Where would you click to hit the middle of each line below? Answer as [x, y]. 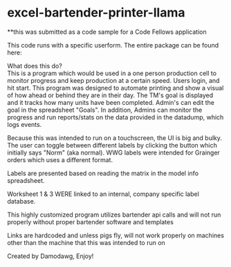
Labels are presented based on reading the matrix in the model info [103, 173]
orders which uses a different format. [60, 159]
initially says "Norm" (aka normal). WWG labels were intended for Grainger [113, 152]
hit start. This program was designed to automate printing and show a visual [115, 88]
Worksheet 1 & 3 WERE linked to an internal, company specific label [103, 194]
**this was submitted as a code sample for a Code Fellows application [107, 32]
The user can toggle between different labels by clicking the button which [112, 145]
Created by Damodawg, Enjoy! [50, 256]
